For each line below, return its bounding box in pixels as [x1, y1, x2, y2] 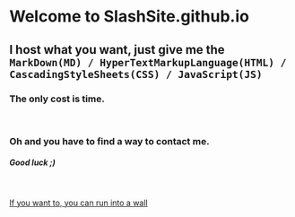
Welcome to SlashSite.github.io [9, 6, 249, 27]
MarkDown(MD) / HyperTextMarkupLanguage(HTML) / [9, 56, 287, 69]
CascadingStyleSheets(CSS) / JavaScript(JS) [9, 67, 263, 81]
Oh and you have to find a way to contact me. [9, 135, 210, 147]
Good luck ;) [9, 157, 56, 168]
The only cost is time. [9, 92, 105, 105]
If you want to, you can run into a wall [9, 197, 148, 208]
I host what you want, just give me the [9, 42, 226, 57]
